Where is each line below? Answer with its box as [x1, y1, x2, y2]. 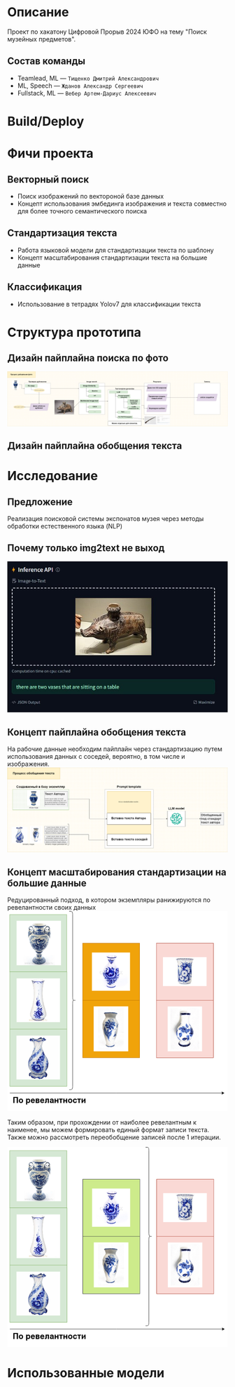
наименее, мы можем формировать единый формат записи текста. [7, 1125, 210, 1134]
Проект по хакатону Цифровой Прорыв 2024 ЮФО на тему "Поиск [7, 27, 208, 36]
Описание [7, 4, 69, 20]
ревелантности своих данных [7, 903, 97, 912]
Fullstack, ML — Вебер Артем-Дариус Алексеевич [17, 88, 157, 97]
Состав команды [7, 55, 86, 67]
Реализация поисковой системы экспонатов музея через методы [7, 514, 204, 523]
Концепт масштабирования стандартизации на [7, 866, 227, 878]
